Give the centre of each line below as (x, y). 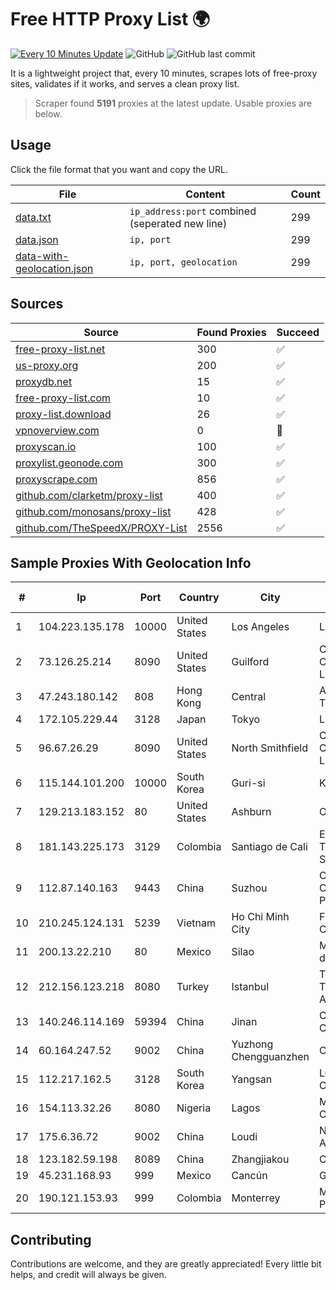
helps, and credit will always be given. (88, 1275)
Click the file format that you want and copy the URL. (119, 169)
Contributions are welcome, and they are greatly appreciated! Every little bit (166, 1264)
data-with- (42, 256)
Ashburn (251, 812)
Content (205, 194)
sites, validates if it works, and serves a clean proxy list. (125, 83)
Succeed (298, 332)
